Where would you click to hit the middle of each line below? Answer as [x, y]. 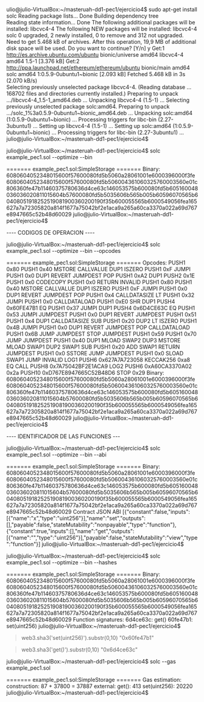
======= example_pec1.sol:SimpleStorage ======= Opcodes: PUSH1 [96, 263]
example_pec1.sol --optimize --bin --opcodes [64, 251]
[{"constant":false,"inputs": [156, 512]
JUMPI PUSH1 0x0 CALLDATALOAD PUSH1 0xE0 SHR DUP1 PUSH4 [91, 301]
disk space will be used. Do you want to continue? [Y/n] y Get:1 [86, 48]
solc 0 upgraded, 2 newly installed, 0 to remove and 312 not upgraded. [95, 35]
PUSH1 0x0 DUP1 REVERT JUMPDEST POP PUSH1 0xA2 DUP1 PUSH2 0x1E [101, 275]
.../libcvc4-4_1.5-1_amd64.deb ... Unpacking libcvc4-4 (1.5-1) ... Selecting [98, 100]
